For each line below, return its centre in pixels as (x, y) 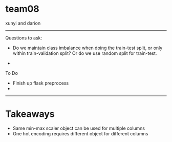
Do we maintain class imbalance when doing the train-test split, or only (88, 48)
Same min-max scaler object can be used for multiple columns (79, 128)
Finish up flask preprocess (41, 83)
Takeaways (30, 114)
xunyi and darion (23, 23)
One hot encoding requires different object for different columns (80, 133)
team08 (22, 9)
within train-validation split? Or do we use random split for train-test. (85, 53)
